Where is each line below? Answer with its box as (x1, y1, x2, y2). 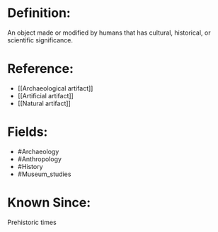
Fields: (7, 124, 48, 140)
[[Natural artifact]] (17, 99, 71, 108)
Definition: (7, 5, 71, 21)
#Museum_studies (17, 170, 71, 178)
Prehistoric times (7, 218, 57, 226)
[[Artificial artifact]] (17, 91, 74, 100)
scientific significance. (7, 35, 73, 44)
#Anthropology (17, 154, 62, 163)
